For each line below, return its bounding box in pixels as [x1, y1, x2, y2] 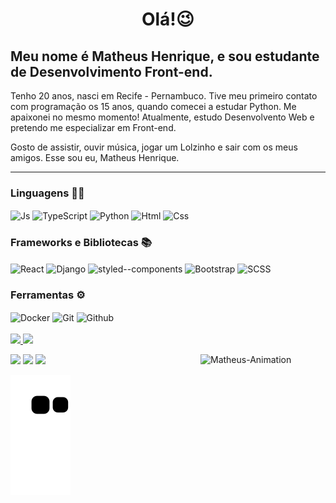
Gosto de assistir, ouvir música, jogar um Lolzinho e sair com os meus [10, 141, 298, 153]
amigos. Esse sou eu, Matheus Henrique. [10, 152, 180, 163]
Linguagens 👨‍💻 [10, 186, 85, 200]
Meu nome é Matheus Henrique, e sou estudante [10, 48, 320, 65]
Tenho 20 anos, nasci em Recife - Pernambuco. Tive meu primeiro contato [10, 90, 318, 102]
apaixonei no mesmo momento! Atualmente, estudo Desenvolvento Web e [10, 111, 315, 123]
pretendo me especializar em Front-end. [10, 122, 177, 133]
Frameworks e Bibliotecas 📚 [10, 235, 153, 249]
